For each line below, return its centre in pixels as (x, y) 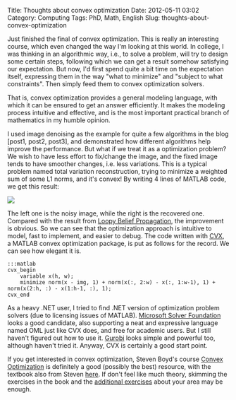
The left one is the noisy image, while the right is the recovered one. (106, 213)
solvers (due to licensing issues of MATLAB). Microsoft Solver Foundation (114, 315)
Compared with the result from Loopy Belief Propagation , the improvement (116, 221)
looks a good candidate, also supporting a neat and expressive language (113, 323)
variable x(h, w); (47, 276)
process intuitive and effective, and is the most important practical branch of (118, 113)
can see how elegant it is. (44, 251)
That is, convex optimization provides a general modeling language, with (112, 98)
